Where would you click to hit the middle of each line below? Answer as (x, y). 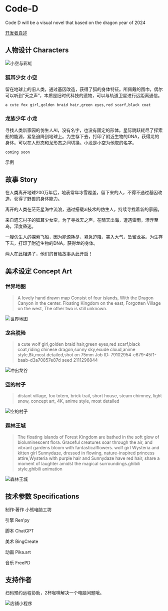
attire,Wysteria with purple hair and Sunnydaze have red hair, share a (88, 458)
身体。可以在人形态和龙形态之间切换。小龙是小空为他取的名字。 (71, 143)
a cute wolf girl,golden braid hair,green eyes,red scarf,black (79, 344)
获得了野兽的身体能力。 (38, 199)
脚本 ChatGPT (19, 530)
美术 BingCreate (22, 541)
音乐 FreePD (18, 562)
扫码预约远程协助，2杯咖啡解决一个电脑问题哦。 (55, 593)
